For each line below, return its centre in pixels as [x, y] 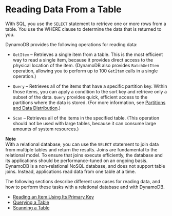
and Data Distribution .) [36, 108]
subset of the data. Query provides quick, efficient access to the [80, 97]
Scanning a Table [31, 208]
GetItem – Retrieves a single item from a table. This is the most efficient [88, 54]
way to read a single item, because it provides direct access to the [83, 60]
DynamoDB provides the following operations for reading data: [71, 44]
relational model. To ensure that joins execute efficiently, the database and [84, 155]
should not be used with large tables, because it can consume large [84, 123]
